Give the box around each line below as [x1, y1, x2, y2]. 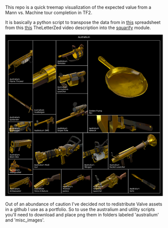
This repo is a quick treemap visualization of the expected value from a [5, 5, 151, 10]
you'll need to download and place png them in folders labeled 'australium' [5, 211, 159, 217]
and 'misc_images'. [5, 217, 45, 223]
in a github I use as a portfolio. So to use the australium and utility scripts [5, 206, 155, 212]
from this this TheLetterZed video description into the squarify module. [5, 25, 151, 31]
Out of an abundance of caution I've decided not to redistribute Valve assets [5, 201, 162, 207]
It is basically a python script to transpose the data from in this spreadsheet [5, 20, 161, 25]
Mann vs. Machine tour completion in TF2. [5, 10, 92, 16]
